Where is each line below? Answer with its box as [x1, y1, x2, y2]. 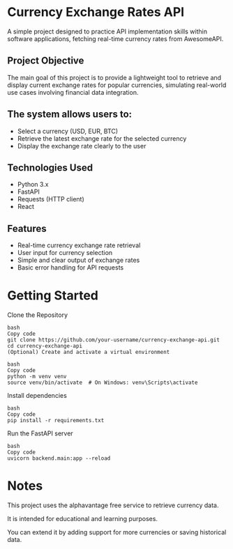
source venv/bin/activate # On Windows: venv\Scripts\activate [7, 379, 198, 387]
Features [7, 222, 47, 234]
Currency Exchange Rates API [7, 4, 185, 20]
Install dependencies [7, 392, 68, 400]
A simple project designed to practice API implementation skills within [7, 27, 208, 36]
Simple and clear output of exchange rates [17, 256, 140, 265]
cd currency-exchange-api [7, 343, 82, 350]
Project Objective [7, 55, 84, 67]
